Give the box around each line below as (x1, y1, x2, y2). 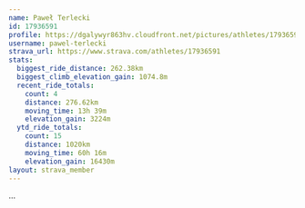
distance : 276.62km (25, 97, 99, 107)
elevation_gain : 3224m (25, 114, 111, 124)
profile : (8, 30, 42, 39)
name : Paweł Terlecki (8, 13, 91, 23)
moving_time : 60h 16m (25, 148, 107, 157)
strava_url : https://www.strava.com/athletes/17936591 (8, 47, 221, 56)
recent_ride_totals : (16, 81, 95, 90)
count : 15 (25, 132, 63, 141)
